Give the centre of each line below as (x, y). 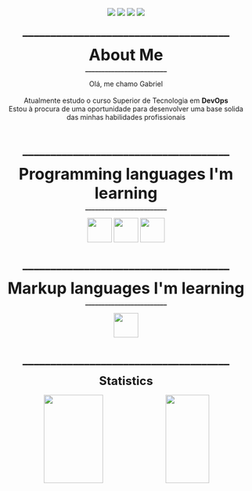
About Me (126, 55)
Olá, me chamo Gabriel (126, 84)
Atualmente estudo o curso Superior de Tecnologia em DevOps (126, 100)
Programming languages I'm (126, 174)
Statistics (126, 381)
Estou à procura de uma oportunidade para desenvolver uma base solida (126, 109)
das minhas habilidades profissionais (126, 117)
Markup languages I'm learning (126, 288)
